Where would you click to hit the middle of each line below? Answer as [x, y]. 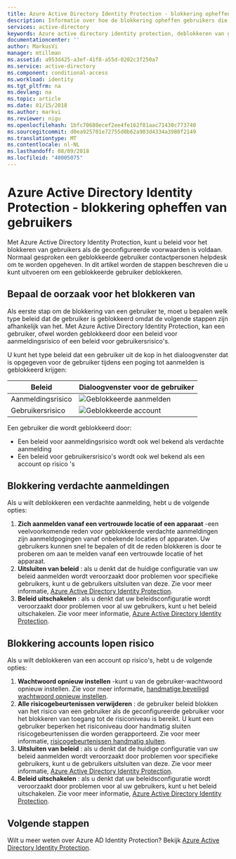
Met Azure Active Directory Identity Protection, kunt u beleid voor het [107, 242]
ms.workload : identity [40, 79]
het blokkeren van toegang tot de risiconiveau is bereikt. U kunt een [116, 719]
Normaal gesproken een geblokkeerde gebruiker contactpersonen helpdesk [117, 257]
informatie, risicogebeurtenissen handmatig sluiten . [92, 741]
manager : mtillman [34, 54]
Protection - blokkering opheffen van [117, 208]
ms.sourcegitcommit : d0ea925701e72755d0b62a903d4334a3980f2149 [102, 132]
